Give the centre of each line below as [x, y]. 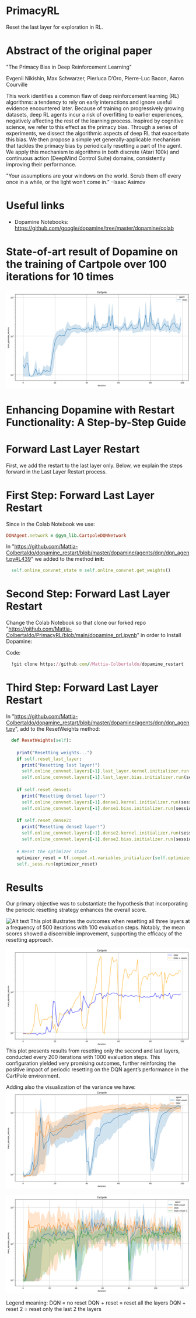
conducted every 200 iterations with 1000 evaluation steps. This [83, 1057]
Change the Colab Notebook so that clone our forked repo [76, 623]
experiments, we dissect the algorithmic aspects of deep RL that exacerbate [98, 133]
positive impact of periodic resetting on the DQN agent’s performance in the [97, 1070]
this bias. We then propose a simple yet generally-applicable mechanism [93, 139]
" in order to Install [159, 635]
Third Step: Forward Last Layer [82, 688]
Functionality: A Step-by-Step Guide [96, 422]
